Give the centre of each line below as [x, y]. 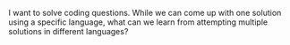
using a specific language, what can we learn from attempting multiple [138, 22]
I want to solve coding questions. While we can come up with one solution [145, 13]
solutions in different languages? [68, 31]
